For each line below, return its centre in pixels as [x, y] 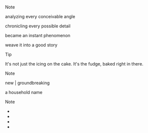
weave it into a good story [31, 45]
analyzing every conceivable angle [40, 16]
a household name [24, 92]
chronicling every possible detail [38, 26]
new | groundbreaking [27, 83]
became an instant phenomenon [38, 35]
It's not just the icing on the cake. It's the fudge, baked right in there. [74, 64]
